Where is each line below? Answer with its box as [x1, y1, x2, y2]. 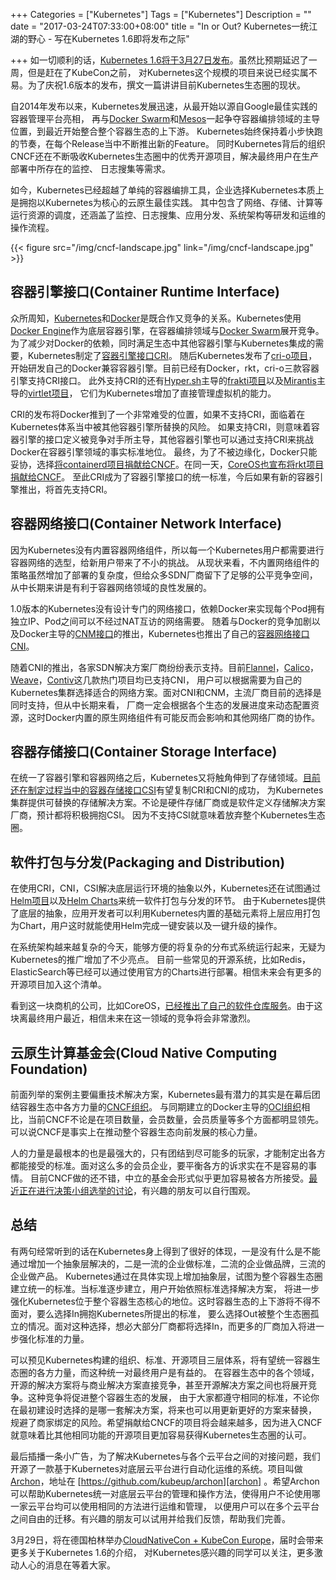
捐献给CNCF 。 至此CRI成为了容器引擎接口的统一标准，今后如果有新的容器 [10, 470, 315, 483]
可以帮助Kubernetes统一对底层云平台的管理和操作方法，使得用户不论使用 [10, 1487, 312, 1499]
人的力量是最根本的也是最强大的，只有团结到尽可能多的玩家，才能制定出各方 [10, 1147, 326, 1159]
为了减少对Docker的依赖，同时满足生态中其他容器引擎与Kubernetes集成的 [10, 337, 316, 349]
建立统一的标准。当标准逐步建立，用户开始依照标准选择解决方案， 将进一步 [10, 1282, 320, 1294]
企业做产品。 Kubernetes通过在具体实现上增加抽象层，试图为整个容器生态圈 [10, 1270, 323, 1282]
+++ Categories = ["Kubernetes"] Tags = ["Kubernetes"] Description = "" [10, 9, 312, 20]
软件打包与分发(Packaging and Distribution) [10, 854, 286, 871]
